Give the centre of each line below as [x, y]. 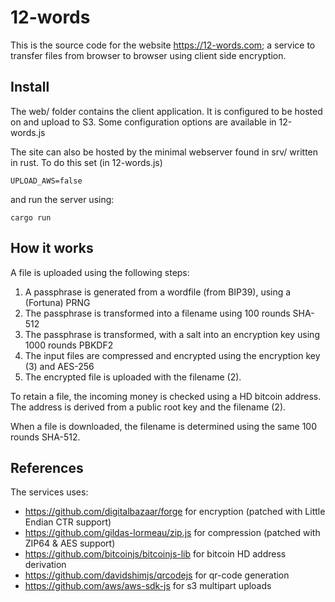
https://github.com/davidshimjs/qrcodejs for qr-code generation [157, 575]
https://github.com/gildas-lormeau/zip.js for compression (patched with [172, 533]
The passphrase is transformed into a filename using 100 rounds [157, 313]
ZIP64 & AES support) [70, 543]
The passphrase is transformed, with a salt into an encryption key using [172, 334]
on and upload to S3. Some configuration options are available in [143, 122]
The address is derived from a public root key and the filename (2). [148, 407]
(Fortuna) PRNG [57, 302]
